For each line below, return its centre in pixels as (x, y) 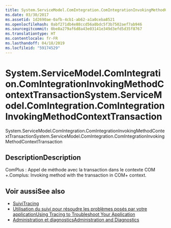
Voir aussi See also (35, 191)
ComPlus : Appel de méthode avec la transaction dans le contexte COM (80, 170)
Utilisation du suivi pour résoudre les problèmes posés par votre (80, 209)
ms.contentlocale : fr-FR (32, 39)
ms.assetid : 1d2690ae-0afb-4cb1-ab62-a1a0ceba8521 (60, 19)
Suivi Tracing (26, 204)
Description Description (43, 157)
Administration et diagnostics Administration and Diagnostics (76, 220)
